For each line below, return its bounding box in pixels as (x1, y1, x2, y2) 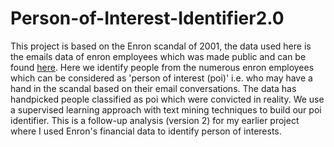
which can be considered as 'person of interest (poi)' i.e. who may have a (10, 72, 313, 84)
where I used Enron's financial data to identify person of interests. (10, 125, 282, 137)
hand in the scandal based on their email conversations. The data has (10, 82, 297, 94)
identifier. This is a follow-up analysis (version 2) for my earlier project (10, 114, 300, 126)
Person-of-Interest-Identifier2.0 (10, 7, 285, 30)
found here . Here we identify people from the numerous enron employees (10, 61, 315, 73)
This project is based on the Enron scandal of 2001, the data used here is (10, 40, 312, 52)
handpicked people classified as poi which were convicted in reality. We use (10, 93, 325, 105)
